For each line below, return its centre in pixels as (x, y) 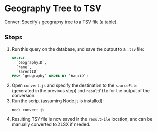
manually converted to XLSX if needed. (51, 124)
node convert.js (28, 110)
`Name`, (24, 67)
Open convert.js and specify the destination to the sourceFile (74, 85)
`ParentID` (27, 72)
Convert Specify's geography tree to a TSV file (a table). (61, 22)
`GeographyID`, (32, 62)
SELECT (18, 58)
